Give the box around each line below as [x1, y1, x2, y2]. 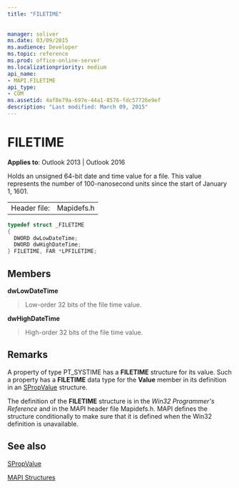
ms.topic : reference [7, 51, 69, 58]
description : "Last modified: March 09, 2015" [7, 104, 148, 111]
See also [7, 440, 46, 452]
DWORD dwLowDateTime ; [14, 234, 78, 241]
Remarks [7, 349, 49, 361]
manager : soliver [7, 30, 59, 38]
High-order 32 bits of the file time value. [24, 328, 143, 337]
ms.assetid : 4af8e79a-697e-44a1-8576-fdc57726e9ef [7, 97, 161, 104]
